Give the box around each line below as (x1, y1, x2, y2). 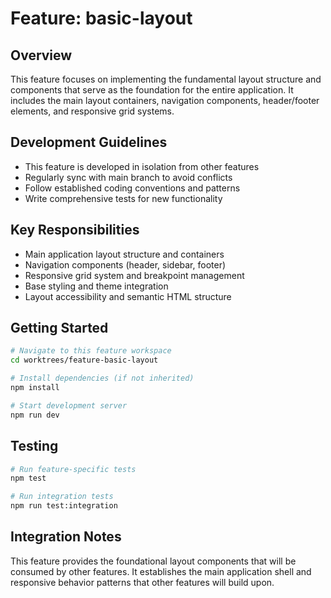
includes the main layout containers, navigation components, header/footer (10, 95, 320, 106)
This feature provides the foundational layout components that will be (10, 555, 297, 567)
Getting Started (10, 320, 109, 337)
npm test (10, 473, 47, 484)
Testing (10, 438, 59, 455)
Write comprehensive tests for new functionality (24, 192, 223, 204)
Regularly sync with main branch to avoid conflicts (24, 171, 233, 183)
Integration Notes (10, 528, 122, 546)
